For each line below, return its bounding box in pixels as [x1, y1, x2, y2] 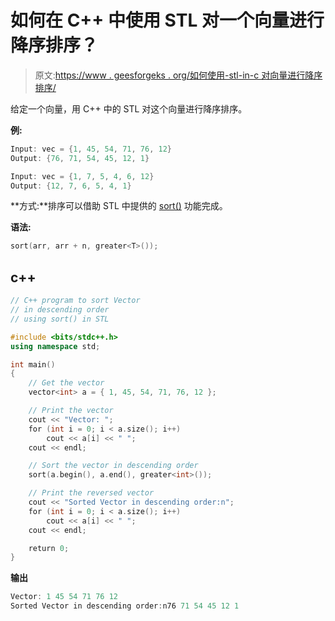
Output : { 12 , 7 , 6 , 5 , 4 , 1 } [10, 181, 132, 191]
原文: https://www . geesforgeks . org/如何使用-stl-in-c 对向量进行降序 [34, 69, 323, 81]
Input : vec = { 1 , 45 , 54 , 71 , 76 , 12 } [10, 144, 172, 154]
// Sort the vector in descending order [28, 461, 199, 471]
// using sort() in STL [10, 314, 110, 324]
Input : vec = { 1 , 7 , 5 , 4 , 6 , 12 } [10, 171, 155, 181]
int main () [10, 359, 56, 370]
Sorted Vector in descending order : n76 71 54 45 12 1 [10, 601, 240, 611]
